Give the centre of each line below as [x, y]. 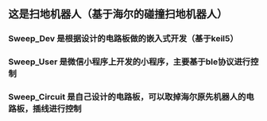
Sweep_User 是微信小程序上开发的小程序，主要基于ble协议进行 [130, 62]
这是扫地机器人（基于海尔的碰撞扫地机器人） [118, 14]
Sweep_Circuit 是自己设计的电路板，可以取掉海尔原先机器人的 [127, 97]
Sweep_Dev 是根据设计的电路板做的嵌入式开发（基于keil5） [123, 39]
